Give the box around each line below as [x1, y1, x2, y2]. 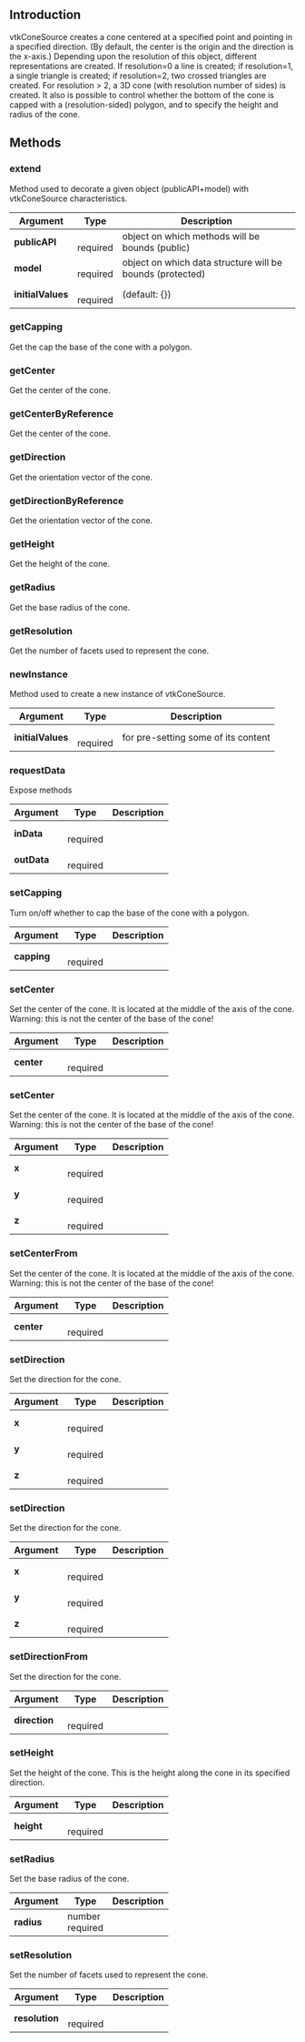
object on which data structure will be [122, 256, 283, 268]
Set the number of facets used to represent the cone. [9, 1969, 209, 1980]
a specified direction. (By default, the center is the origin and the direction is [9, 41, 294, 52]
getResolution [9, 624, 73, 637]
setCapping [9, 886, 63, 899]
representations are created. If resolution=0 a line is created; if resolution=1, [9, 60, 293, 71]
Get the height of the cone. [9, 559, 111, 570]
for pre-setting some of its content [122, 732, 271, 744]
